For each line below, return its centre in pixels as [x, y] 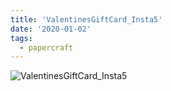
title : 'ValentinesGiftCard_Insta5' [86, 19]
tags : [21, 38]
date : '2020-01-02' [51, 29]
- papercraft [46, 47]
